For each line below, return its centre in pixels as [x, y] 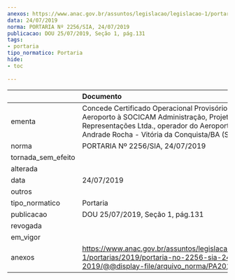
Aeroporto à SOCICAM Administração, [145, 116]
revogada [26, 225]
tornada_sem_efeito [43, 157]
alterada [24, 168]
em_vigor [26, 237]
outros [22, 192]
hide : [15, 60]
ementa [23, 121]
